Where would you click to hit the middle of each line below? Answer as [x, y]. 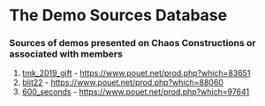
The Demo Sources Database [118, 15]
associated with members [66, 54]
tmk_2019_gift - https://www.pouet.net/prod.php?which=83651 [136, 73]
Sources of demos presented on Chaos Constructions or [132, 43]
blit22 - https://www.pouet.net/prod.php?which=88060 [122, 83]
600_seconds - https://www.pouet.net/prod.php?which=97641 [136, 92]
